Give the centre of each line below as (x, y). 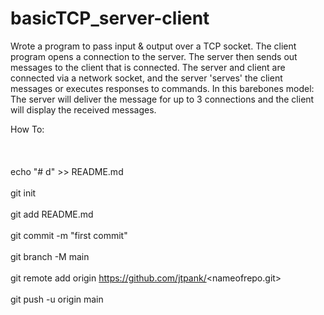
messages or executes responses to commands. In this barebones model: (162, 88)
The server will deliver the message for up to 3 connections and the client (162, 99)
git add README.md (52, 214)
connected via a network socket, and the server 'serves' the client (146, 78)
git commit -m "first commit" (69, 235)
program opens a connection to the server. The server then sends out (154, 56)
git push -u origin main (57, 299)
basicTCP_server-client (110, 18)
